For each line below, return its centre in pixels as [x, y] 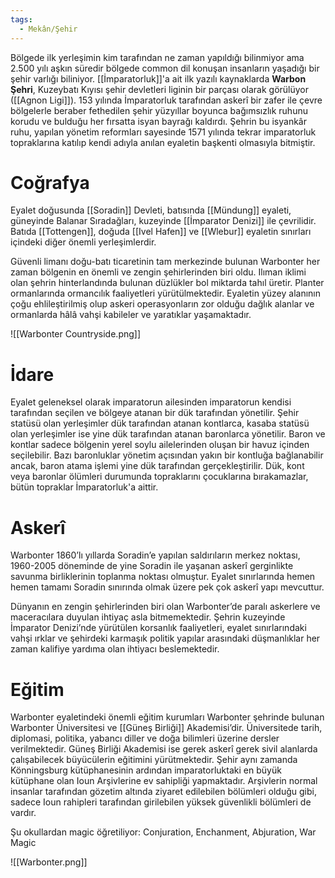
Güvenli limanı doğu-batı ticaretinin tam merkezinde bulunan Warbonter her [165, 262]
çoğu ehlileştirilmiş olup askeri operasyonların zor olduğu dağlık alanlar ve [162, 304]
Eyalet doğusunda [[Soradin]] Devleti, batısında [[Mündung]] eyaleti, [151, 210]
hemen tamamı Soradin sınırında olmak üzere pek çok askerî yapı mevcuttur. [167, 587]
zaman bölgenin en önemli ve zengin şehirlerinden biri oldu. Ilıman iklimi [158, 272]
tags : [21, 19]
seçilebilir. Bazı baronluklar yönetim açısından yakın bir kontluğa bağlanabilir [167, 455]
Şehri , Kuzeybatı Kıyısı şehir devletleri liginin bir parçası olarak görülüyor [160, 89]
